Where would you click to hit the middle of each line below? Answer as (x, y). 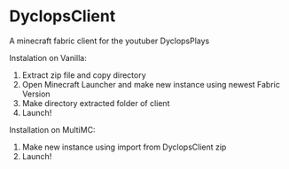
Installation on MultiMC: (52, 129)
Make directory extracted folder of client (96, 103)
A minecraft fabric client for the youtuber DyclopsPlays (109, 41)
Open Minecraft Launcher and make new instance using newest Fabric (151, 84)
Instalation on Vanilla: (48, 58)
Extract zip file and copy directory (84, 75)
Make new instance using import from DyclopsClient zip (124, 147)
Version (36, 94)
